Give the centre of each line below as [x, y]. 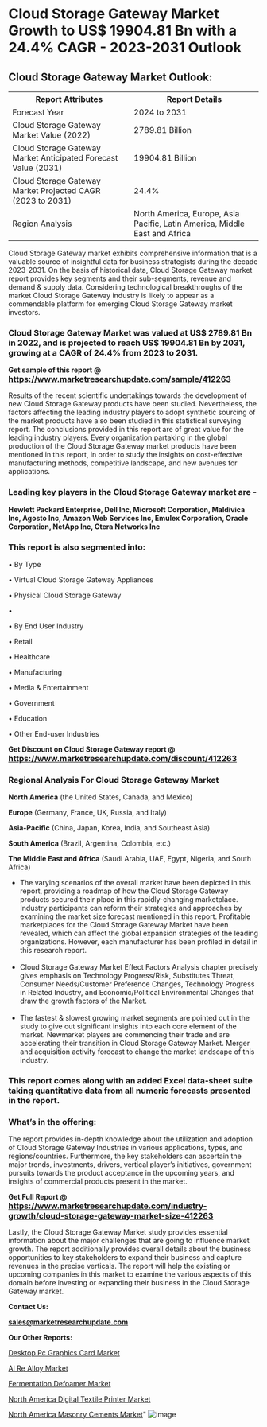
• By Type [25, 564]
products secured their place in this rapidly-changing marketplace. [129, 900]
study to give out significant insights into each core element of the [128, 1026]
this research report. [53, 951]
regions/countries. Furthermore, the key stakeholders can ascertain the [125, 1156]
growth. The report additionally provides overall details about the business [130, 1249]
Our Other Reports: [41, 1338]
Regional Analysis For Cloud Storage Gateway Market [114, 780]
